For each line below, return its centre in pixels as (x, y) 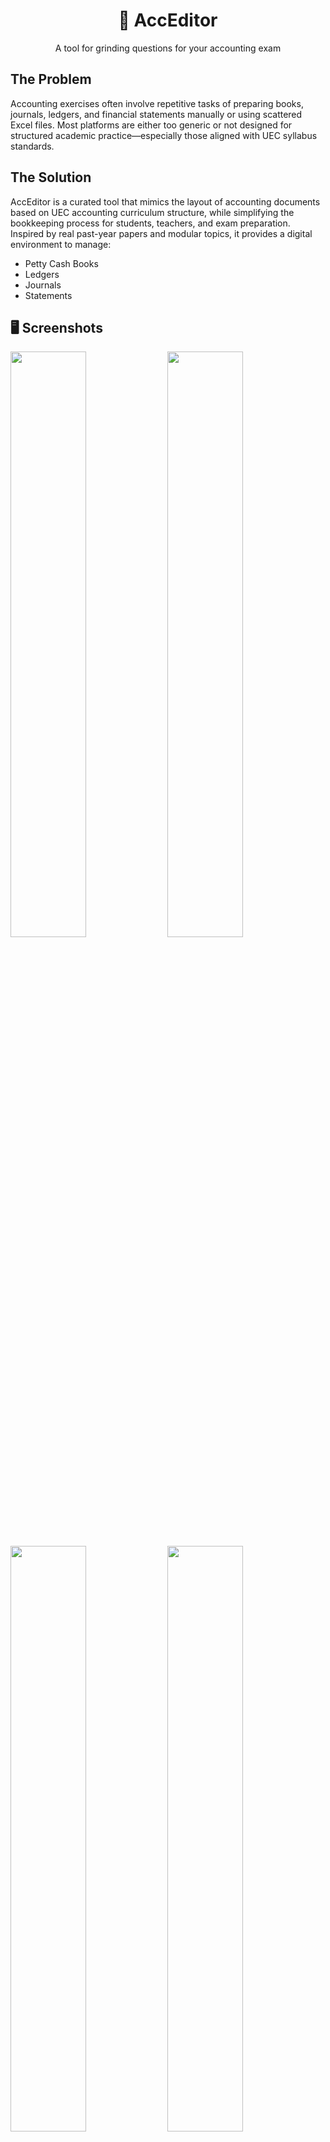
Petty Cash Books (61, 263)
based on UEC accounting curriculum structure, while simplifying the (152, 212)
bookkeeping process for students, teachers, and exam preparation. (150, 223)
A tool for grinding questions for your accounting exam (168, 48)
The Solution (51, 177)
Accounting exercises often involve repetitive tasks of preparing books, (157, 103)
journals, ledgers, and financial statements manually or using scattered (156, 114)
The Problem (51, 79)
